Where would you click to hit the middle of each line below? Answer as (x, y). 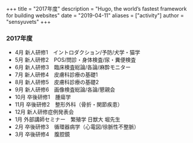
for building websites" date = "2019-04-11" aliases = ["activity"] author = (95, 15)
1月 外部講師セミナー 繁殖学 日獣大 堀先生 (67, 119)
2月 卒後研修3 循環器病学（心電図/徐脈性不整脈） (77, 127)
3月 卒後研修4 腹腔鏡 (42, 134)
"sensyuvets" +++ (29, 22)
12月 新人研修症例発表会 (44, 112)
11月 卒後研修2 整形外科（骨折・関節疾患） (69, 105)
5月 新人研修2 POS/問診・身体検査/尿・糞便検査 (75, 60)
